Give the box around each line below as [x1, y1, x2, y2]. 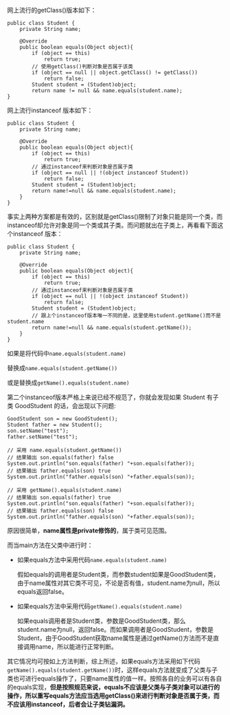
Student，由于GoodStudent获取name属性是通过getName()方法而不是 [16, 634, 214, 642]
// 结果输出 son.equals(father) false [7, 454, 115, 461]
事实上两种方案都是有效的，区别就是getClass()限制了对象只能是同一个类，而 [7, 213, 223, 220]
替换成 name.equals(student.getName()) [7, 364, 118, 372]
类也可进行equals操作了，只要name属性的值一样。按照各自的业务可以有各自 [7, 674, 222, 683]
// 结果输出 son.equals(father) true [7, 494, 111, 501]
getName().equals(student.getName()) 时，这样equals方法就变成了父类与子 [7, 666, 218, 674]
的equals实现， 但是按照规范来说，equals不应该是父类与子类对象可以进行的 [7, 683, 220, 691]
